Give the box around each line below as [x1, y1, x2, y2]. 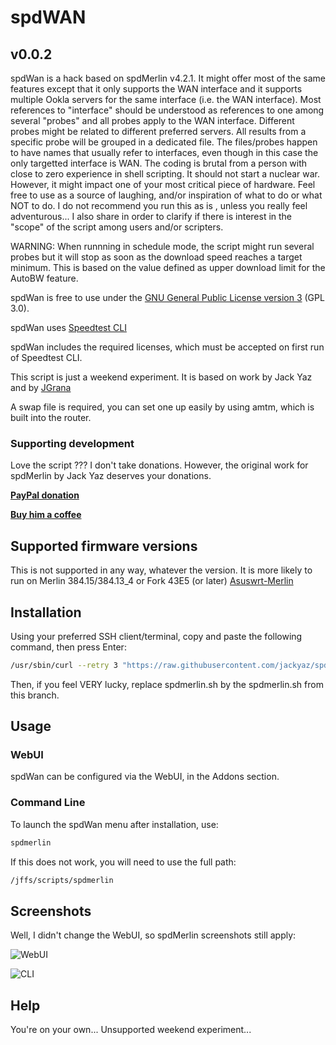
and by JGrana [10, 382, 72, 393]
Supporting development [10, 436, 135, 450]
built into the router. [10, 412, 92, 423]
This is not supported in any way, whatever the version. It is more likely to [10, 564, 313, 576]
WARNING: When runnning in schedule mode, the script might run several [10, 241, 315, 252]
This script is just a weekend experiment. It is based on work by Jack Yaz [10, 371, 313, 383]
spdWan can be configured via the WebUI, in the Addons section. [10, 771, 280, 783]
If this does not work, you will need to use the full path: [10, 856, 237, 868]
